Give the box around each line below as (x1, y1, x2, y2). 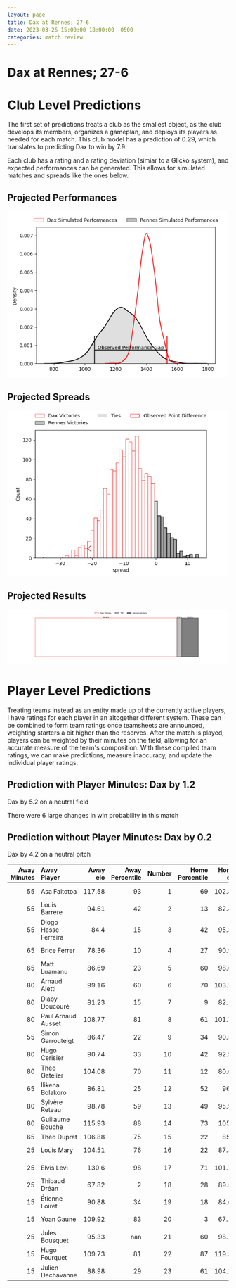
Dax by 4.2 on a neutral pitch (7, 850, 91, 859)
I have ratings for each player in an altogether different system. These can (7, 713, 222, 721)
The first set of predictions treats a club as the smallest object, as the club (7, 120, 222, 129)
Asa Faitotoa (41, 887, 77, 895)
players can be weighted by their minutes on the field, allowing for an (7, 735, 207, 744)
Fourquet (41, 1254, 67, 1262)
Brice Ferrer (41, 947, 76, 955)
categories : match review (7, 34, 83, 41)
